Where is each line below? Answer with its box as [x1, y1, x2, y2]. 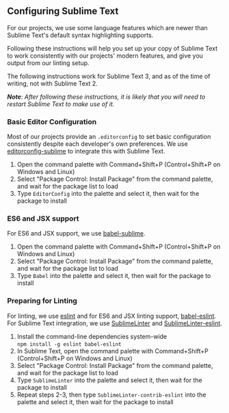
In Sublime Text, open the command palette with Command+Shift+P [16, 347, 208, 355]
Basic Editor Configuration [7, 116, 97, 126]
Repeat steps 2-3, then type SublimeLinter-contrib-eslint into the [16, 390, 206, 399]
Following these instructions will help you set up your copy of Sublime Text [7, 44, 218, 52]
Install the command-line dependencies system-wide [16, 332, 167, 340]
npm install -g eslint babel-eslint [16, 340, 122, 348]
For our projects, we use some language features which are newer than [7, 23, 208, 32]
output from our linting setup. [7, 58, 90, 67]
